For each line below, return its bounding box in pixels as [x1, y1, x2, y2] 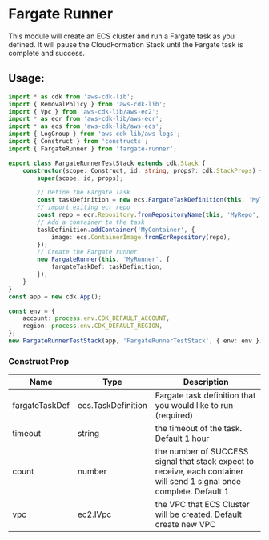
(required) [155, 410, 194, 421]
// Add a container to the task [37, 218, 146, 226]
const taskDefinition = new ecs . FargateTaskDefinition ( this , [37, 196, 246, 204]
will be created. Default [155, 509, 243, 520]
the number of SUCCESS [155, 446, 249, 457]
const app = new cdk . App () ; [8, 293, 102, 301]
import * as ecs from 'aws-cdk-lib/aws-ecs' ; [8, 122, 163, 130]
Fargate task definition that [155, 390, 256, 401]
